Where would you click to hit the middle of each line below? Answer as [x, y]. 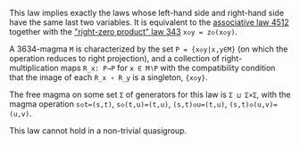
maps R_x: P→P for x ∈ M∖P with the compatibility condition [168, 68]
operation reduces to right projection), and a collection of [115, 58]
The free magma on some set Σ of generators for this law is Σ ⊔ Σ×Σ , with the [150, 94]
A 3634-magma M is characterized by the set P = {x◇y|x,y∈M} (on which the [149, 49]
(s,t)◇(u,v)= [254, 105]
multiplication [34, 68]
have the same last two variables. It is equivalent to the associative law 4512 [150, 22]
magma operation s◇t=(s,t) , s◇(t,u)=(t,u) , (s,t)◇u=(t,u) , [118, 104]
